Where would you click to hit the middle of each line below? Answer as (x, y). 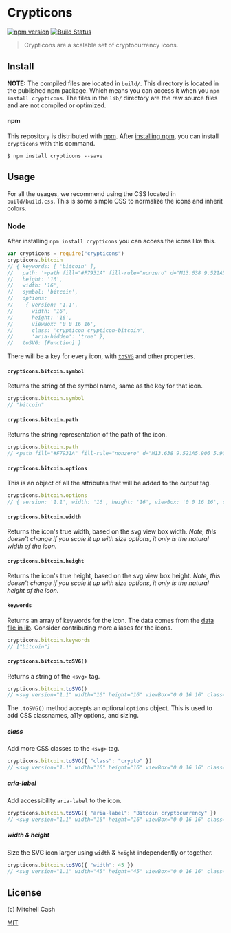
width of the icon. (32, 546)
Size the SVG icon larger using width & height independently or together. (110, 852)
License (24, 893)
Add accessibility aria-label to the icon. (64, 801)
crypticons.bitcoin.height (46, 561)
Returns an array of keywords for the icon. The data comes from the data (111, 620)
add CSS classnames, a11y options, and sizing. (73, 716)
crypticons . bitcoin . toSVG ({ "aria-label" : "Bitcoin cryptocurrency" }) (112, 813)
